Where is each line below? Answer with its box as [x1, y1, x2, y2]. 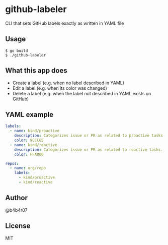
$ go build [5, 48, 28, 53]
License [5, 222, 31, 230]
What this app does [5, 67, 67, 75]
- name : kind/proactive [10, 129, 59, 134]
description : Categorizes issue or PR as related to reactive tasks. [14, 147, 163, 152]
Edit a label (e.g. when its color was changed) [12, 85, 107, 91]
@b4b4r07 [5, 207, 28, 213]
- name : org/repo [10, 165, 46, 171]
